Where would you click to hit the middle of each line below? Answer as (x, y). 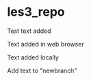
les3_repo (36, 12)
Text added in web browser (45, 44)
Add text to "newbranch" (42, 70)
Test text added (29, 31)
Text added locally (33, 57)
